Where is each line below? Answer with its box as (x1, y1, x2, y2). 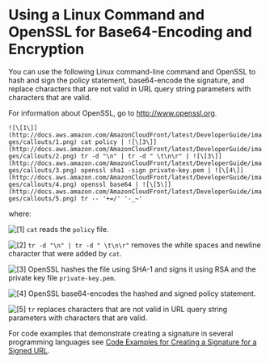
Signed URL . (8, 345, 50, 355)
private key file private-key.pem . (8, 272, 116, 282)
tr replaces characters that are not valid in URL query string (27, 304, 228, 314)
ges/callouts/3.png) (8, 166, 78, 175)
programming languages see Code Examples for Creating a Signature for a (8, 337, 257, 347)
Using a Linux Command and (8, 6, 205, 24)
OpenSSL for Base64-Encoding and (8, 23, 252, 41)
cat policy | (80, 137, 125, 146)
